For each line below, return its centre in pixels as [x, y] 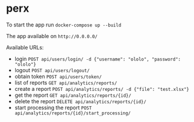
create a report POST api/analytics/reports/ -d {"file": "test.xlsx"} [102, 89]
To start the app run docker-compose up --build [64, 25]
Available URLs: [25, 47]
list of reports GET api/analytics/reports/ [66, 82]
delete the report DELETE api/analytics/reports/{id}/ [81, 101]
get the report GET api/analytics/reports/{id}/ [73, 95]
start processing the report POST [53, 107]
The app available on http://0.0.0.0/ [52, 36]
